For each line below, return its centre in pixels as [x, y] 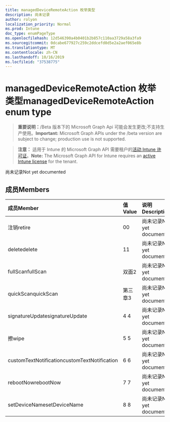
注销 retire [19, 227]
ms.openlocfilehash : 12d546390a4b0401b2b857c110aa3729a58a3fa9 [73, 39]
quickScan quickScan [33, 294]
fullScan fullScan [27, 272]
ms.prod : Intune [22, 29]
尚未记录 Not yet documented [35, 172]
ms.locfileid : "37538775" [32, 62]
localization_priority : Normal [38, 24]
